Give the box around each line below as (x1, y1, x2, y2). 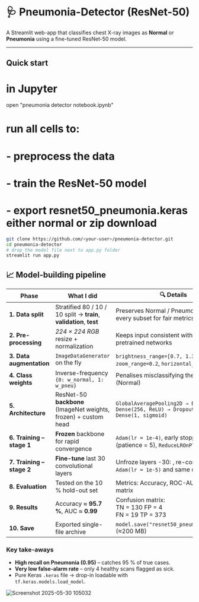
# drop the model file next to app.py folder (6, 247, 120, 253)
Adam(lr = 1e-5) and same (115, 465, 191, 474)
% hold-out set (55, 486, 98, 495)
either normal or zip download (6, 217, 157, 230)
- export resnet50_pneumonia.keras (6, 204, 188, 217)
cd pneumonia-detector (6, 242, 62, 248)
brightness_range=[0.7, (115, 353, 183, 360)
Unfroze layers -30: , (115, 458, 175, 467)
